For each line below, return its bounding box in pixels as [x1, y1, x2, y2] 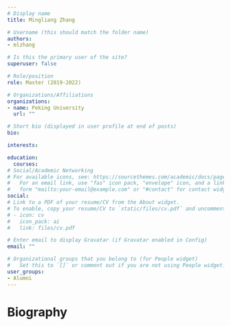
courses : [13, 161, 38, 167]
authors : [7, 35, 32, 42]
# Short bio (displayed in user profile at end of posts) [7, 123, 177, 130]
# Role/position [7, 73, 54, 80]
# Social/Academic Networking [7, 167, 94, 174]
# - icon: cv [7, 211, 45, 218]
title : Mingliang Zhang [7, 16, 76, 23]
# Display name [7, 10, 51, 17]
